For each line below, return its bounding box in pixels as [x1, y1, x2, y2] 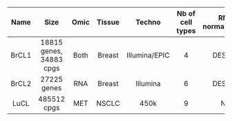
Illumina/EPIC [126, 51, 171, 60]
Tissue [96, 17, 119, 27]
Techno [135, 17, 161, 27]
